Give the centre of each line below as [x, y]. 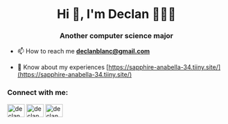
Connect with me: [38, 93]
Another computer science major [116, 36]
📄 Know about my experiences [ [63, 67]
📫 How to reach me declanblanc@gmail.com [84, 51]
